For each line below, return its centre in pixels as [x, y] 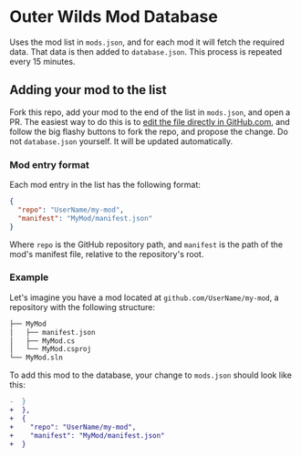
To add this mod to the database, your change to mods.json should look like [150, 375]
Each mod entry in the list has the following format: [105, 185]
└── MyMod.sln [36, 358]
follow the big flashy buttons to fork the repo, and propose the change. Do [149, 131]
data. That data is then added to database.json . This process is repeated [146, 51]
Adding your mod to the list [88, 90]
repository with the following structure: [83, 306]
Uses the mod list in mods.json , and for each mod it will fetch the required [147, 42]
